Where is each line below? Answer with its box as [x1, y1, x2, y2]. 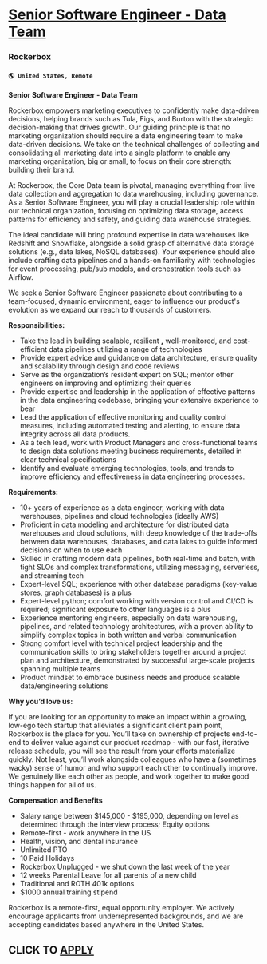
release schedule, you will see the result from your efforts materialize [8, 746, 236, 756]
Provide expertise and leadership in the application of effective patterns [19, 387, 256, 396]
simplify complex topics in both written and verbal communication [19, 630, 237, 640]
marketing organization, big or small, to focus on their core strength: [8, 157, 233, 166]
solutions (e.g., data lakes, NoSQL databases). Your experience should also [8, 247, 256, 257]
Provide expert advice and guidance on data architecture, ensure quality [19, 353, 257, 363]
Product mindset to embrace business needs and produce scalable [19, 673, 241, 683]
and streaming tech [19, 571, 84, 580]
